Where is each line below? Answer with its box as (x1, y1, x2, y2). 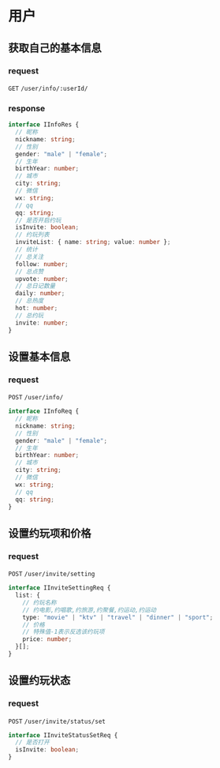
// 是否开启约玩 (15, 216, 62, 224)
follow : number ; (15, 260, 69, 268)
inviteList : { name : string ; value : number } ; (15, 238, 171, 246)
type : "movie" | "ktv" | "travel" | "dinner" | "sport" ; (22, 613, 214, 621)
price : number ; (22, 635, 73, 643)
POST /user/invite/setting (8, 570, 95, 579)
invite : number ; (15, 319, 69, 327)
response (8, 103, 46, 114)
